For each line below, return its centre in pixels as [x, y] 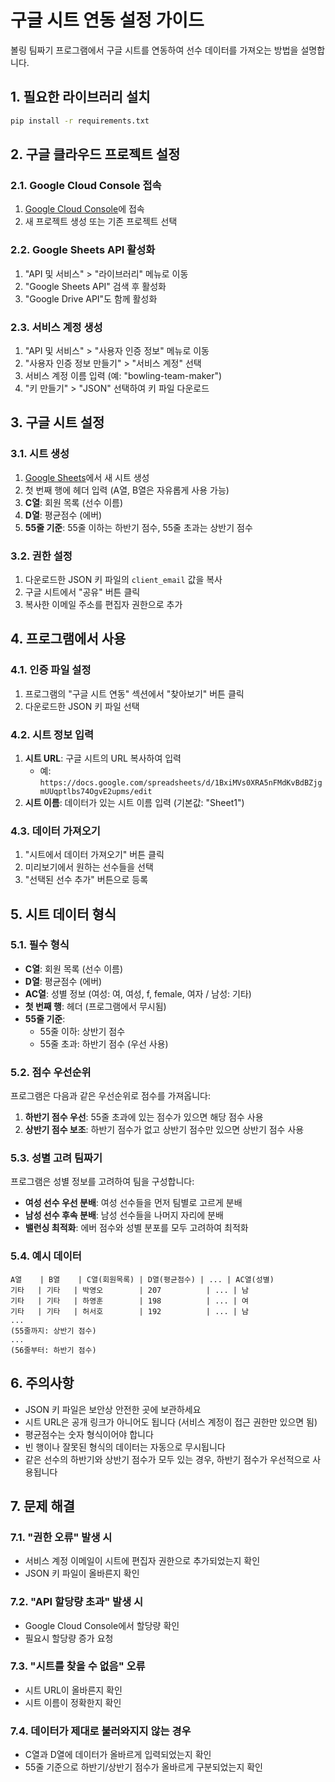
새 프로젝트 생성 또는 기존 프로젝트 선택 [101, 222]
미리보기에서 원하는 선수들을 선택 [89, 867]
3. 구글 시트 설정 [57, 422]
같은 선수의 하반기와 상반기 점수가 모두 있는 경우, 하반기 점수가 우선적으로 [167, 1459]
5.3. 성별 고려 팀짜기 [56, 1158]
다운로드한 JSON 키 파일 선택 [82, 706]
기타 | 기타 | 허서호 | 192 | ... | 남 [130, 1311]
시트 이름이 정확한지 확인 [73, 1702]
